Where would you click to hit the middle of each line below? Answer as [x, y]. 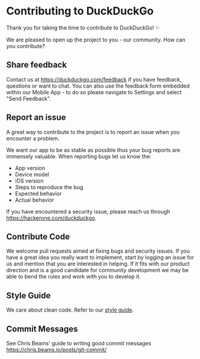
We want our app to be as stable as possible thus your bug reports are [93, 150]
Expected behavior [38, 193]
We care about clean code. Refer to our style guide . [70, 310]
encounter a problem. [33, 138]
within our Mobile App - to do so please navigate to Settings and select [94, 92]
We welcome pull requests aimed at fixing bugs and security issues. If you [98, 251]
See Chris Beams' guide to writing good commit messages [79, 343]
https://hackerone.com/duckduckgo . [52, 218]
